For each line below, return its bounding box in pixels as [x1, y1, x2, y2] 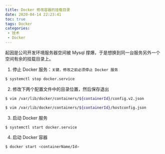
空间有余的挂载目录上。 [5, 55, 53, 61]
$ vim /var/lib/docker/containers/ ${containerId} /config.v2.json [5, 96, 144, 101]
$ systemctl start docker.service [5, 124, 77, 130]
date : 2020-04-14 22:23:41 [5, 12, 61, 17]
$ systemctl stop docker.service [5, 76, 75, 81]
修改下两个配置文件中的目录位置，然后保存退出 [12, 86, 109, 92]
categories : [5, 26, 30, 31]
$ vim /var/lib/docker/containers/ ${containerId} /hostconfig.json [5, 105, 146, 110]
